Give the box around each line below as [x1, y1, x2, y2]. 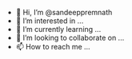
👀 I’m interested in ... [15, 16, 84, 26]
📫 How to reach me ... [15, 42, 90, 51]
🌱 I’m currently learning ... [15, 25, 102, 33]
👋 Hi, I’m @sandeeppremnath [15, 8, 113, 17]
